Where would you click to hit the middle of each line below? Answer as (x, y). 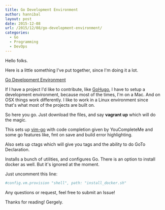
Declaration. (17, 149)
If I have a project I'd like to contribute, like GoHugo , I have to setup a (75, 89)
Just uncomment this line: (31, 174)
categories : (17, 33)
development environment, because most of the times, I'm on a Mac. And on (83, 94)
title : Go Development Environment (42, 10)
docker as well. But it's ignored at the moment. (52, 164)
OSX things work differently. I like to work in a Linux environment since (77, 100)
